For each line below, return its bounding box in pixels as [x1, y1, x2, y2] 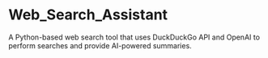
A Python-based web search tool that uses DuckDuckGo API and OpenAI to [8, 32, 261, 42]
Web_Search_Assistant [8, 6, 168, 24]
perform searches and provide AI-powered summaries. [8, 40, 192, 50]
